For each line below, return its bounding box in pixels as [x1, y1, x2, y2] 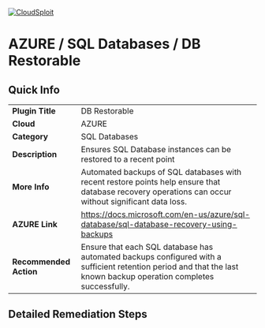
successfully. [80, 281, 130, 292]
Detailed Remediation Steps [8, 307, 147, 321]
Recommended [12, 256, 71, 267]
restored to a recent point [80, 154, 175, 165]
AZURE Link [12, 219, 58, 229]
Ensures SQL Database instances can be [80, 144, 231, 155]
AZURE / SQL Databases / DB [8, 35, 201, 53]
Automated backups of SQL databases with [80, 166, 242, 177]
